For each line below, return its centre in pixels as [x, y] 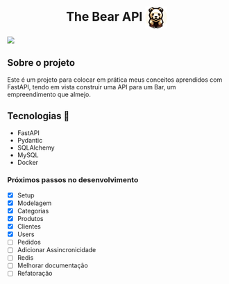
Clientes [29, 227]
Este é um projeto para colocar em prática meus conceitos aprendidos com [115, 80]
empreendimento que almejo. [49, 94]
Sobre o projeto [41, 63]
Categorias [33, 211]
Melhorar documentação [52, 265]
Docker [28, 162]
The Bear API [104, 16]
